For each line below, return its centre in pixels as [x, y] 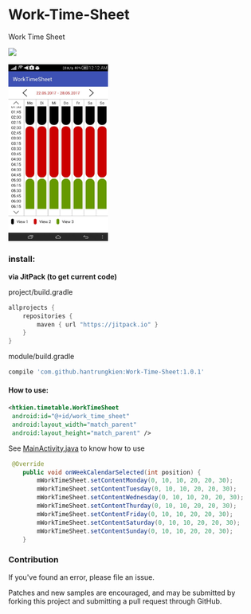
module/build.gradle [41, 357]
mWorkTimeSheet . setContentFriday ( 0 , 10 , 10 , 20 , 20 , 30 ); [135, 514]
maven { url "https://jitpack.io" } [98, 324]
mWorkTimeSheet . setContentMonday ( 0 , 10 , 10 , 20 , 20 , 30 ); [135, 481]
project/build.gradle [41, 291]
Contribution [33, 560]
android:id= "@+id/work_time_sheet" [71, 417]
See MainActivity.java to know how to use [76, 448]
